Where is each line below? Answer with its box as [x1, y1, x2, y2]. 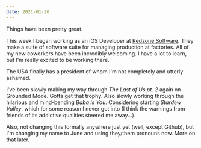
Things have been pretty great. [6, 25, 83, 32]
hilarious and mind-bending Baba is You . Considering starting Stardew [6, 99, 182, 106]
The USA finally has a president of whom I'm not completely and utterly [6, 67, 184, 75]
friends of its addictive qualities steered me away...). [6, 111, 136, 119]
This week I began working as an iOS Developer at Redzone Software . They [6, 37, 194, 44]
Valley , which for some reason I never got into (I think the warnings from [6, 105, 185, 112]
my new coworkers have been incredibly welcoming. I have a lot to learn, [6, 49, 187, 57]
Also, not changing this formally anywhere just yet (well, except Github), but [6, 123, 194, 130]
